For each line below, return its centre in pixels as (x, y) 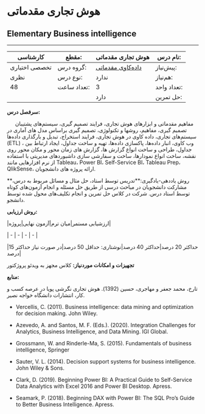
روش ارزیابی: (22, 212)
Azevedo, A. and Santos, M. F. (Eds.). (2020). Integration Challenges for (106, 325)
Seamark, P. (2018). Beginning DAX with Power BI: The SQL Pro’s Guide (105, 398)
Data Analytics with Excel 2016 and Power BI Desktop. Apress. (94, 386)
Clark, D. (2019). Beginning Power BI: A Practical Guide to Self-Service (104, 380)
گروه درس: (72, 67)
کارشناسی (31, 57)
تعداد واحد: (169, 87)
